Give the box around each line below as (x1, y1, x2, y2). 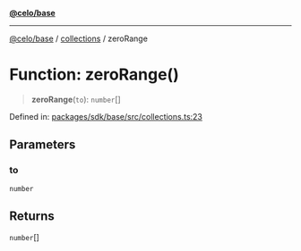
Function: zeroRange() (9, 64, 179, 85)
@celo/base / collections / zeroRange (9, 33, 148, 44)
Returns (9, 209, 56, 224)
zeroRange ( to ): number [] (30, 94, 121, 105)
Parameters (9, 138, 76, 153)
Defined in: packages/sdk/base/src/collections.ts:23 (9, 111, 203, 121)
